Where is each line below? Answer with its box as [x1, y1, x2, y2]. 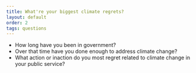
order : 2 [6, 20, 28, 26]
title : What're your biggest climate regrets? [6, 8, 124, 15]
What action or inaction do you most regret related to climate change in [14, 54, 191, 61]
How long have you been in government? [14, 42, 117, 49]
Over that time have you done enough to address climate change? [14, 48, 177, 55]
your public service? [14, 61, 66, 68]
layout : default [6, 14, 47, 20]
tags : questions [6, 25, 47, 31]
